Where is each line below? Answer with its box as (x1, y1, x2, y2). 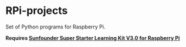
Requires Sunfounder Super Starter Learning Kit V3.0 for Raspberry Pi (5, 34, 180, 41)
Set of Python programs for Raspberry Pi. (5, 23, 106, 30)
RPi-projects (5, 4, 68, 17)
